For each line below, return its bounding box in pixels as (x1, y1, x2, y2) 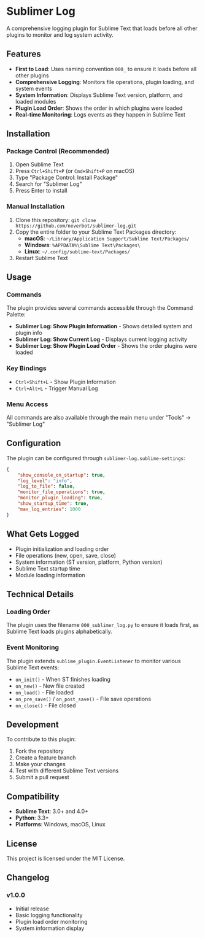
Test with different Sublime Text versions (15, 767, 119, 774)
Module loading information (15, 571, 85, 579)
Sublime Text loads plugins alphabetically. (6, 628, 112, 636)
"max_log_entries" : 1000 (17, 506, 81, 512)
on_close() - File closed (15, 701, 76, 709)
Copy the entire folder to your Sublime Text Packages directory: (15, 228, 177, 236)
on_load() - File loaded (15, 688, 74, 696)
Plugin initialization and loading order (15, 545, 109, 553)
